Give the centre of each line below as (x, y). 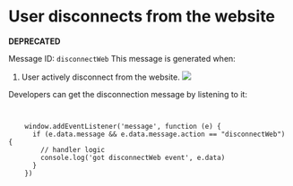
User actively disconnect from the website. (100, 77)
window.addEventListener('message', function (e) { (123, 126)
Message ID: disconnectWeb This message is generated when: (122, 58)
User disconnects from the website (142, 17)
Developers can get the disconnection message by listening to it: (128, 94)
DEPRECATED (34, 41)
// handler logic (73, 149)
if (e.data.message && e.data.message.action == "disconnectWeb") (159, 134)
